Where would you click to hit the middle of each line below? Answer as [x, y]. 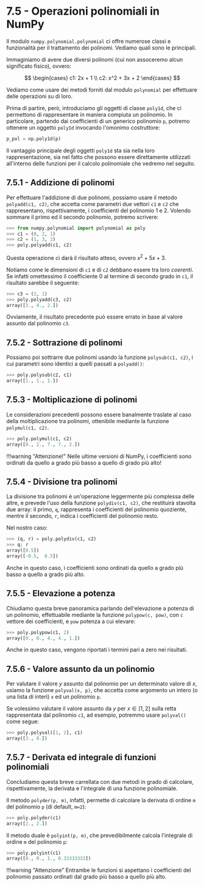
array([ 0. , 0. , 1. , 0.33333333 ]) [49, 858]
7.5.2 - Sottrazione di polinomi [65, 343]
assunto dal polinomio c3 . [38, 323]
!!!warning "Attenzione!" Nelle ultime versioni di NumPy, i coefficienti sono [99, 456]
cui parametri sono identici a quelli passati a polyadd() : [75, 364]
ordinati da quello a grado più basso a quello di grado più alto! [84, 462]
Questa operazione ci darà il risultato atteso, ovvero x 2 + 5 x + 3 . [86, 257]
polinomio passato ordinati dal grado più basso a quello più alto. [86, 877]
